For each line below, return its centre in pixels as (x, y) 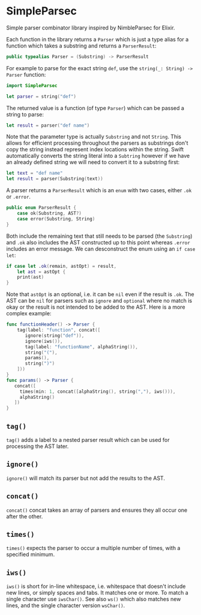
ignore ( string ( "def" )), (55, 335)
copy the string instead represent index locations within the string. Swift (95, 150)
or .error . (19, 197)
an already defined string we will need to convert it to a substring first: (93, 162)
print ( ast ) (31, 277)
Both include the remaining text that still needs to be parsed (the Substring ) (99, 236)
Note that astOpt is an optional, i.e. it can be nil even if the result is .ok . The (100, 294)
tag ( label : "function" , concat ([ (59, 330)
